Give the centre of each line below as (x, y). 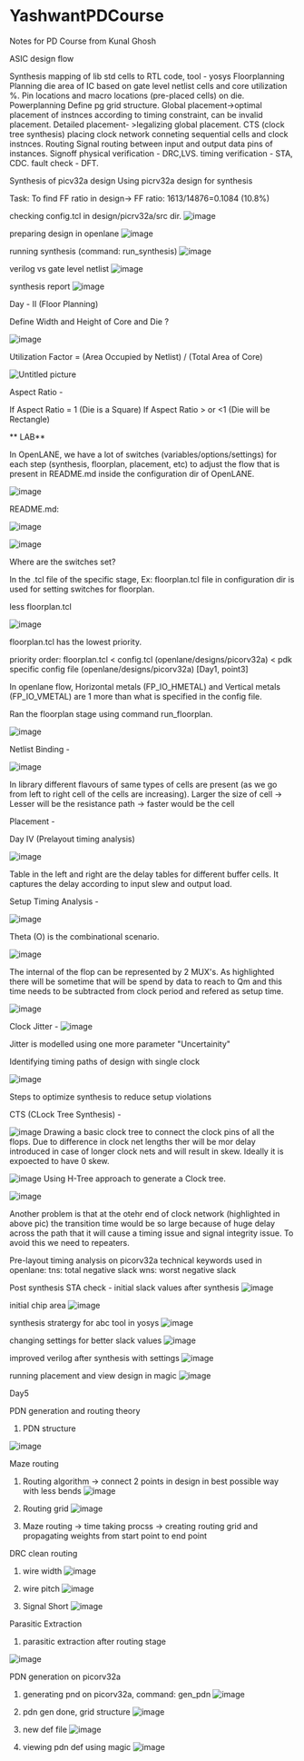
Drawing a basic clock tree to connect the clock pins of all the (159, 1131)
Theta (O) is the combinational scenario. (84, 936)
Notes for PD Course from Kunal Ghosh (83, 41)
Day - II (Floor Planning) (54, 303)
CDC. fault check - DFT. (54, 163)
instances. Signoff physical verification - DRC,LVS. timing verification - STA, (151, 153)
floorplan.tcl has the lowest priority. (76, 642)
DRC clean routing (44, 1553)
